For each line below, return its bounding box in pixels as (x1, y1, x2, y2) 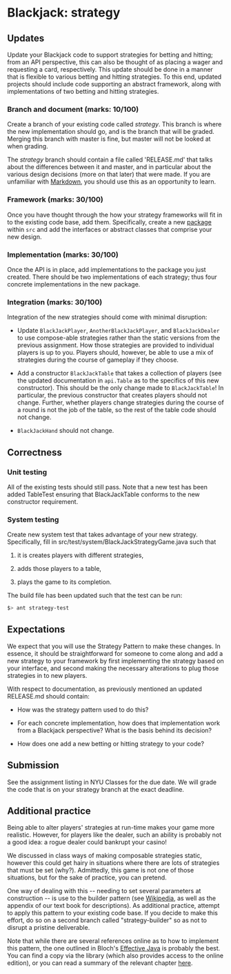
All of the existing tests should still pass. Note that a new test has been (7, 483, 208, 491)
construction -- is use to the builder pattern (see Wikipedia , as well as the (7, 894, 216, 902)
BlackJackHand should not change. (17, 427, 114, 435)
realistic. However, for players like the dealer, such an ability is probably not (7, 830, 222, 839)
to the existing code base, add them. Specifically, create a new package (7, 217, 212, 226)
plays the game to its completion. (17, 578, 112, 586)
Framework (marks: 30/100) (7, 195, 103, 204)
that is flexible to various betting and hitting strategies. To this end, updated (7, 72, 222, 81)
